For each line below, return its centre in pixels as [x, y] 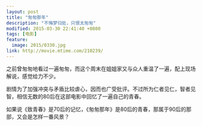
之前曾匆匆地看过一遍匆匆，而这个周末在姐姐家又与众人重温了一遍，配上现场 [101, 68]
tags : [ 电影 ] [22, 34]
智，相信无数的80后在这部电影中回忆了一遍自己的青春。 [75, 96]
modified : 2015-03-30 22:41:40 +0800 [54, 28]
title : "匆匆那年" [28, 17]
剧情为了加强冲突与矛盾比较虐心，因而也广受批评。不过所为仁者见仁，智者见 [101, 89]
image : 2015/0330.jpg [39, 46]
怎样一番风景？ [51, 116]
